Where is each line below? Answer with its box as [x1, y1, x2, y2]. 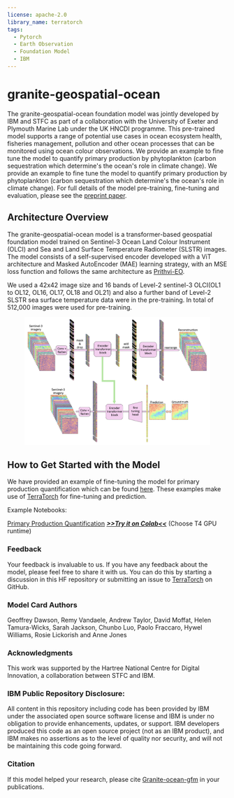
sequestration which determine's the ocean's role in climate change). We [7, 161, 218, 170]
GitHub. [7, 582, 29, 590]
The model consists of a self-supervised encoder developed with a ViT [7, 252, 212, 261]
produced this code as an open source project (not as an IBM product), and [7, 727, 225, 735]
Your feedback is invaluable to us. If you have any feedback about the [7, 560, 208, 569]
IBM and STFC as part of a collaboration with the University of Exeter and [7, 117, 219, 125]
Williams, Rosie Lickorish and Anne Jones [7, 630, 127, 639]
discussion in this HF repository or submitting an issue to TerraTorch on [7, 575, 213, 583]
